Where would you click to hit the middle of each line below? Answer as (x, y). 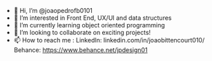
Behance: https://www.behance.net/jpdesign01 (80, 50)
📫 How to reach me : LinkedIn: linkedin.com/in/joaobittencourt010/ (109, 40)
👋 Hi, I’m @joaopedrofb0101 (53, 11)
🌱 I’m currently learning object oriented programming (89, 25)
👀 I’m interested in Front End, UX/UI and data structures (93, 18)
